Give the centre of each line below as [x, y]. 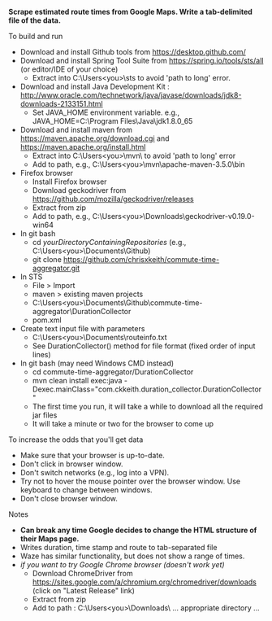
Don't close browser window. [69, 499]
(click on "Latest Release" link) [84, 590]
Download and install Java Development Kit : [95, 86]
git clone [47, 259]
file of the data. [35, 20]
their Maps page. [50, 539]
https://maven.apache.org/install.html [83, 147]
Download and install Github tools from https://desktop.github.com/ [133, 52]
